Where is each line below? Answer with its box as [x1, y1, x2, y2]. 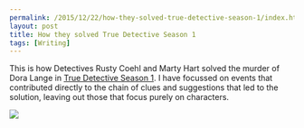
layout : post [9, 22, 59, 31]
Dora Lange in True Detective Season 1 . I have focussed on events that [9, 73, 273, 84]
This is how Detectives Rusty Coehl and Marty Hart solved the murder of [9, 63, 280, 74]
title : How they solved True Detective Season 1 [9, 30, 196, 39]
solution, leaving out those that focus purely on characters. [9, 92, 229, 103]
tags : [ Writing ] [9, 38, 71, 48]
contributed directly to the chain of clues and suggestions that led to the [9, 82, 279, 93]
